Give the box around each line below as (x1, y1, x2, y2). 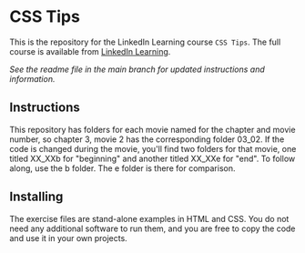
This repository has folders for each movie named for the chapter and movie (9, 124, 296, 135)
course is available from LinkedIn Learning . (9, 46, 171, 56)
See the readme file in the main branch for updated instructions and (9, 64, 266, 75)
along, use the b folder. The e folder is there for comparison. (9, 162, 236, 174)
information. (9, 73, 56, 84)
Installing (9, 189, 64, 205)
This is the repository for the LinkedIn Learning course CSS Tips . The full (9, 36, 281, 47)
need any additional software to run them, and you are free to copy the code (9, 223, 296, 234)
